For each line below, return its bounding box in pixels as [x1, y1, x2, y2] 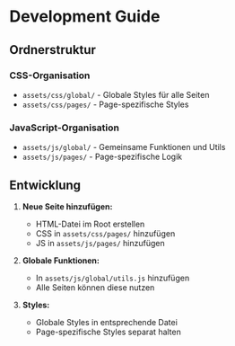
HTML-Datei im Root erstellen [35, 218, 145, 229]
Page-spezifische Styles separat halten [35, 326, 181, 337]
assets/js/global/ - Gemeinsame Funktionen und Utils [22, 142, 226, 153]
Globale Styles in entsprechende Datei [35, 316, 178, 327]
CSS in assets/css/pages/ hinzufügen [35, 227, 176, 239]
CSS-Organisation [9, 69, 91, 82]
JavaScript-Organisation [9, 121, 119, 134]
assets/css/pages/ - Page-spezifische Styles [22, 99, 189, 110]
